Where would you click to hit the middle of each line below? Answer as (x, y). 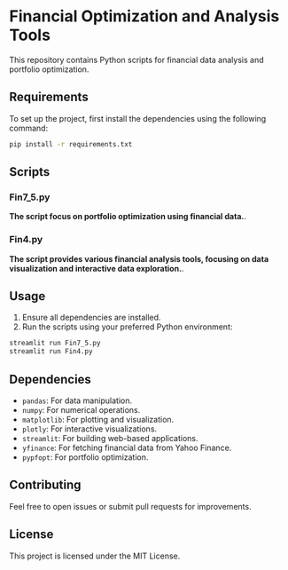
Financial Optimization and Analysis (144, 16)
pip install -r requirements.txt (71, 144)
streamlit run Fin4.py (51, 352)
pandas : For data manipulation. (77, 400)
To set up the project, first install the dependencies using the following (138, 118)
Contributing (45, 485)
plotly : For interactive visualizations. (90, 429)
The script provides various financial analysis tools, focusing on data (139, 258)
